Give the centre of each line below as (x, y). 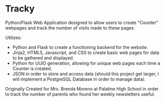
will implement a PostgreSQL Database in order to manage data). (79, 79)
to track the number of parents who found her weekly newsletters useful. (80, 94)
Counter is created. (32, 68)
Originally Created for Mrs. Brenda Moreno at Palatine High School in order (82, 88)
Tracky (20, 9)
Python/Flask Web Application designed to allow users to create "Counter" (82, 22)
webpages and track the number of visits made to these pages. (70, 27)
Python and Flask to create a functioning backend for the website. (80, 47)
